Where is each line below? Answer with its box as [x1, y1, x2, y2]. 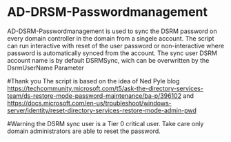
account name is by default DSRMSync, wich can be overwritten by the [7, 56, 210, 64]
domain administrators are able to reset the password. [7, 127, 161, 135]
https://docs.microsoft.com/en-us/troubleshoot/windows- [7, 99, 172, 107]
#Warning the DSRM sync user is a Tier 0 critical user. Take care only [7, 119, 204, 128]
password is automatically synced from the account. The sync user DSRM [7, 49, 217, 57]
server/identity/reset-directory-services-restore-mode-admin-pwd [7, 106, 197, 114]
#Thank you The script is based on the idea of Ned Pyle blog [7, 77, 180, 85]
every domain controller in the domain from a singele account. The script [7, 34, 214, 42]
